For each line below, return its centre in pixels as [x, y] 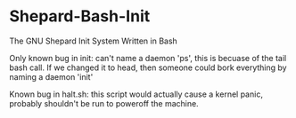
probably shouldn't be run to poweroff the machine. [104, 103]
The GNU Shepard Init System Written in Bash [94, 41]
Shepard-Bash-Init [80, 16]
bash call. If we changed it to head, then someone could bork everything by [148, 67]
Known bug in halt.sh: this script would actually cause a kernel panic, [136, 94]
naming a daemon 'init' [51, 76]
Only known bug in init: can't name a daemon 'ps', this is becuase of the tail [148, 58]
